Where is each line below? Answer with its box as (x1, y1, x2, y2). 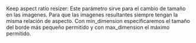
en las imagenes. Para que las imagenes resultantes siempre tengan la (6, 11, 178, 18)
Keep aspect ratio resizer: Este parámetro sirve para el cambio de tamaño (6, 5, 186, 12)
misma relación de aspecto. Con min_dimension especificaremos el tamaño (6, 18, 191, 24)
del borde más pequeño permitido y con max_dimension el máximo (6, 24, 170, 31)
